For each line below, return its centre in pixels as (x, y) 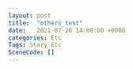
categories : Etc (35, 38)
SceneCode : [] (32, 52)
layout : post (30, 15)
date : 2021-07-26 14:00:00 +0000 (67, 30)
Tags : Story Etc (35, 45)
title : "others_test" (46, 23)
